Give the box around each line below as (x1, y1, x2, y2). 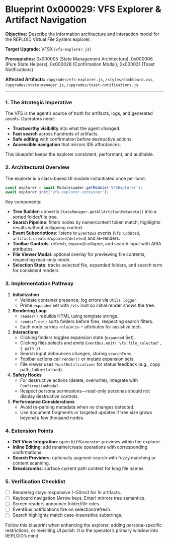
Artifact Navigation (5, 14, 87, 26)
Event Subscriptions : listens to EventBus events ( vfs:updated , (12, 230, 141, 236)
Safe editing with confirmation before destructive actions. (12, 136, 133, 142)
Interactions (12, 329, 39, 335)
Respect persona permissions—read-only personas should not (20, 388, 150, 394)
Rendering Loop (12, 307, 47, 313)
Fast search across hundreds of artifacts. (12, 131, 99, 137)
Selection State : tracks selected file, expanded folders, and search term (12, 262, 162, 268)
